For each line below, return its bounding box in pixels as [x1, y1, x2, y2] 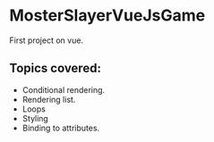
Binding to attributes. [21, 122, 100, 133]
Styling [21, 113, 49, 123]
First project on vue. [9, 35, 83, 46]
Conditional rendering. [21, 84, 106, 95]
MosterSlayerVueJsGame [9, 5, 206, 26]
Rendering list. [21, 94, 76, 104]
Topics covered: [9, 61, 101, 76]
